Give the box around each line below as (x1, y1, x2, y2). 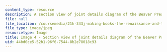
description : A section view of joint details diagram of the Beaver (5, 12, 153, 17)
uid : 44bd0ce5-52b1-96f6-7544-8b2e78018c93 (5, 40, 97, 45)
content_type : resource (5, 7, 55, 12)
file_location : (5, 21, 37, 26)
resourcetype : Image (5, 30, 48, 35)
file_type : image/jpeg (5, 26, 52, 31)
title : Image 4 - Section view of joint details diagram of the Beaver (5, 35, 157, 40)
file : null (5, 16, 28, 21)
